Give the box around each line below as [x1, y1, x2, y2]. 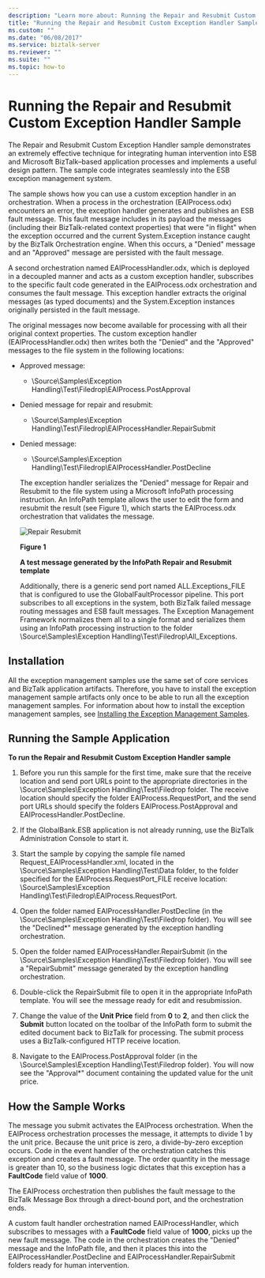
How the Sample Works [8, 1099, 126, 1113]
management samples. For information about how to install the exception [8, 700, 245, 710]
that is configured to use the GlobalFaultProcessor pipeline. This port [19, 590, 244, 599]
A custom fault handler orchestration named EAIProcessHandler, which [8, 1219, 239, 1228]
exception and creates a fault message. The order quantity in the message [8, 1155, 250, 1164]
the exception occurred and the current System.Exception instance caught [8, 231, 251, 240]
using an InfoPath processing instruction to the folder [19, 623, 193, 632]
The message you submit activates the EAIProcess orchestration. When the [8, 1121, 254, 1130]
